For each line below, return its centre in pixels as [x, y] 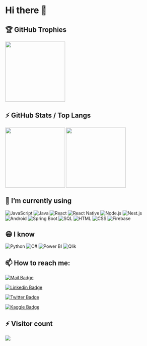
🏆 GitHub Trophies [36, 30]
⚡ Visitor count [29, 323]
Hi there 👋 [26, 10]
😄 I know [20, 234]
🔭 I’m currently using [39, 201]
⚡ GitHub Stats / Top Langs [48, 116]
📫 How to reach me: [38, 263]
